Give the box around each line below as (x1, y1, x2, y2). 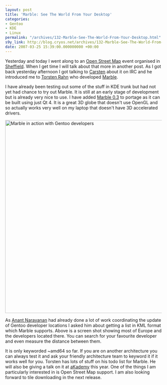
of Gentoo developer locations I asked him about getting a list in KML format (5, 322, 162, 328)
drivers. (5, 110, 21, 116)
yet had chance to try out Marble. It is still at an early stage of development (5, 89, 159, 95)
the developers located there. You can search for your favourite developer (5, 333, 157, 339)
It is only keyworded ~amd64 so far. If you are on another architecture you (5, 348, 158, 354)
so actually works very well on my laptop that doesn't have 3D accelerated (5, 105, 158, 111)
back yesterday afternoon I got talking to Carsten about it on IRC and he (5, 68, 153, 75)
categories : (5, 16, 30, 21)
